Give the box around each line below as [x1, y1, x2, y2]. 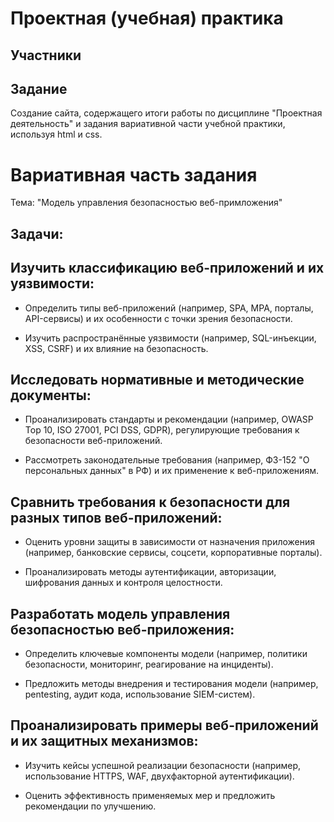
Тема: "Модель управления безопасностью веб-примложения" [10, 197, 283, 209]
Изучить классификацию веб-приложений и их [10, 260, 325, 277]
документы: [10, 387, 92, 404]
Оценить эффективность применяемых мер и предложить [24, 789, 276, 801]
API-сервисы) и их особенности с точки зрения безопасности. [24, 312, 293, 324]
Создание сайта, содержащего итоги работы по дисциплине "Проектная [10, 107, 323, 119]
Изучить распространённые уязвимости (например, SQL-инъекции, [24, 332, 317, 344]
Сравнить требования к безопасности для [10, 493, 291, 511]
